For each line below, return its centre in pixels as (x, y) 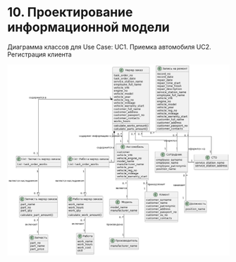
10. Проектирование (70, 12)
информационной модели (89, 27)
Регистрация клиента (39, 54)
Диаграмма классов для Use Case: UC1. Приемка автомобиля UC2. (109, 47)
